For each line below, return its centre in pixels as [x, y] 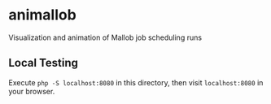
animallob [43, 15]
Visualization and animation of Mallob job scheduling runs [105, 37]
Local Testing [44, 63]
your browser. [32, 91]
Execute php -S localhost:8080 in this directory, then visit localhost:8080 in [136, 82]
